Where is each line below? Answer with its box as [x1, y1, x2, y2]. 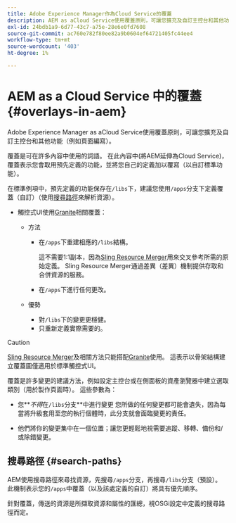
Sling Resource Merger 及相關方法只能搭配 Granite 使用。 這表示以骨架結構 [7, 353, 220, 361]
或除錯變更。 [17, 432, 55, 441]
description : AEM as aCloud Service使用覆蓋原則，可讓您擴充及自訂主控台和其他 [7, 17, 225, 24]
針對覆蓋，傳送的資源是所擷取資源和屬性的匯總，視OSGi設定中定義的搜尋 [7, 499, 219, 508]
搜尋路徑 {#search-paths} [7, 455, 122, 467]
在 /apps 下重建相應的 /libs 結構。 [38, 237, 132, 246]
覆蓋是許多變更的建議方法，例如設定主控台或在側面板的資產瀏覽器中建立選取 [7, 376, 229, 384]
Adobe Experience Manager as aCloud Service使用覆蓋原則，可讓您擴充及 [7, 127, 223, 136]
